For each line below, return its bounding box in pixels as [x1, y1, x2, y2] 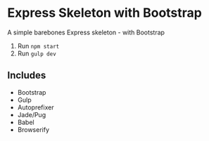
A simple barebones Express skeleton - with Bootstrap [7, 28, 165, 36]
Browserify [17, 125, 49, 134]
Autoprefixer [17, 103, 54, 112]
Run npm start [17, 41, 60, 50]
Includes [7, 69, 46, 81]
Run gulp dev [17, 49, 56, 58]
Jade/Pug [17, 110, 46, 119]
